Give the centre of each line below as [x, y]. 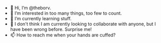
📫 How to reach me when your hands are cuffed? [63, 35]
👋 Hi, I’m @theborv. [31, 8]
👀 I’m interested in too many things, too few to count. [66, 13]
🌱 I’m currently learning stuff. [41, 18]
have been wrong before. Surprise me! [51, 29]
